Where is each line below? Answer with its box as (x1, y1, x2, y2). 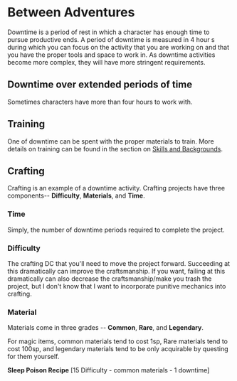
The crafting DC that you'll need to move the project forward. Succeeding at (7, 259, 230, 267)
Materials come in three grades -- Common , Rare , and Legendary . (7, 323, 204, 332)
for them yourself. (7, 353, 60, 361)
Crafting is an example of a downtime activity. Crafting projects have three (7, 184, 226, 193)
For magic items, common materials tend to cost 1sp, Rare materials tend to (7, 337, 228, 345)
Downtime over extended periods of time (7, 79, 193, 91)
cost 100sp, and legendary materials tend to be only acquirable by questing (7, 345, 229, 353)
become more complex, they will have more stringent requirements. (7, 58, 206, 66)
